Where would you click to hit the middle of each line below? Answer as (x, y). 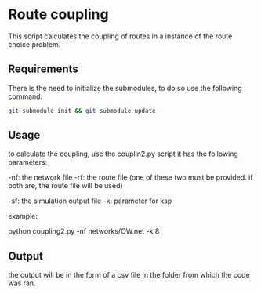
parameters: (28, 162)
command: (25, 96)
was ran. (22, 283)
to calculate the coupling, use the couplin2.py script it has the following (123, 154)
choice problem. (34, 44)
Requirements (43, 69)
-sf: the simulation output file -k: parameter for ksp (90, 201)
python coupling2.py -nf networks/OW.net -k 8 (84, 231)
